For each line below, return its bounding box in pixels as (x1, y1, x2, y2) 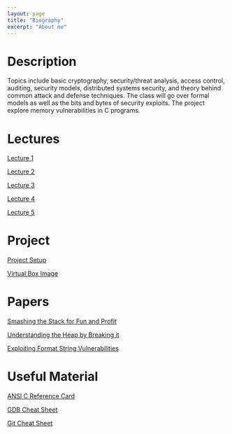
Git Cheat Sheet (7, 419, 53, 428)
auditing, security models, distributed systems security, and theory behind (7, 84, 222, 92)
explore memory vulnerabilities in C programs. (7, 106, 140, 115)
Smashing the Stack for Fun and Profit (7, 317, 117, 325)
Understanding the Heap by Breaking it (7, 330, 119, 339)
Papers (7, 294, 50, 310)
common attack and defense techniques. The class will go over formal (7, 92, 210, 100)
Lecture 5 (7, 208, 35, 217)
